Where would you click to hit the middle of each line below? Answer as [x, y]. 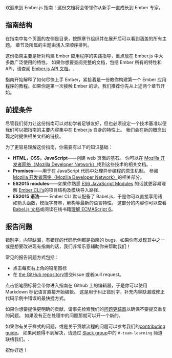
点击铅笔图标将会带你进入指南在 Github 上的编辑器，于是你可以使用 [76, 285]
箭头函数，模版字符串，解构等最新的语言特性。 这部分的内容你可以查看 [92, 203]
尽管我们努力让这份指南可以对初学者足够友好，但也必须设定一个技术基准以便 [86, 123]
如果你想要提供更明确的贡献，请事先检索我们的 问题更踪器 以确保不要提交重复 [86, 309]
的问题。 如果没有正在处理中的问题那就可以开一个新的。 [64, 315]
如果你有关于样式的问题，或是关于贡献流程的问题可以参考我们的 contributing [85, 326]
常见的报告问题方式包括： [32, 257]
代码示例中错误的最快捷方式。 [37, 298]
